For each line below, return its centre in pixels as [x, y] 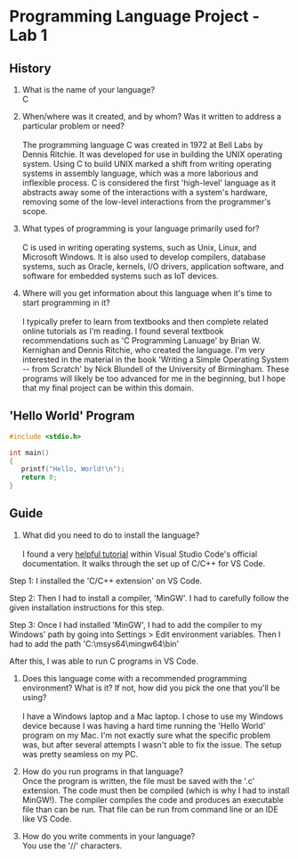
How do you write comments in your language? [109, 836]
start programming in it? [66, 302]
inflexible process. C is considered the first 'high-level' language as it [149, 183]
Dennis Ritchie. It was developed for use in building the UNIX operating [152, 154]
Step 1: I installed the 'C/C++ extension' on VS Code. [106, 581]
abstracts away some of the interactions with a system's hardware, [145, 192]
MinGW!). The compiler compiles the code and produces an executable [153, 799]
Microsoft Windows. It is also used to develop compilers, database [144, 257]
